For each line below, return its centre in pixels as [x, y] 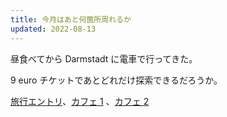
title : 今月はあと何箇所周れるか [71, 19]
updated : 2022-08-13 [53, 29]
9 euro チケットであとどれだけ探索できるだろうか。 [116, 80]
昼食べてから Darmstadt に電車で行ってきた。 [104, 58]
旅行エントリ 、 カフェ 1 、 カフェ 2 [80, 101]
